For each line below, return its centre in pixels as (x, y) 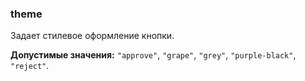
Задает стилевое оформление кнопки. (92, 36)
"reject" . (30, 66)
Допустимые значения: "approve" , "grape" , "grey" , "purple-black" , (153, 55)
